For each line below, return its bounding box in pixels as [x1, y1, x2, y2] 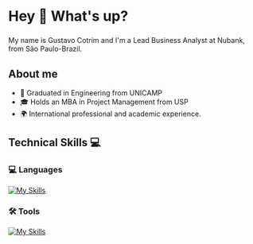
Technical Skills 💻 [8, 136, 101, 149]
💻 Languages [8, 165, 63, 176]
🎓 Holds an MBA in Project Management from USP [19, 97, 189, 107]
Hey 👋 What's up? [8, 7, 129, 25]
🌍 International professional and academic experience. [19, 109, 201, 118]
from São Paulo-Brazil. [8, 44, 83, 54]
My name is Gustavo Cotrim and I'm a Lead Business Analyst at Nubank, [8, 36, 245, 45]
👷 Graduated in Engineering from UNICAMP [19, 87, 163, 98]
